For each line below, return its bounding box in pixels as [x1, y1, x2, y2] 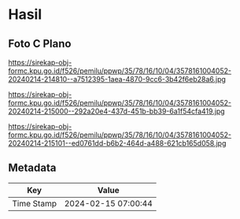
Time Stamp [12, 198, 57, 209]
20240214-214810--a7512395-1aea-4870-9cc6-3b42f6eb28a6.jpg [8, 75, 227, 84]
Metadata [8, 161, 57, 175]
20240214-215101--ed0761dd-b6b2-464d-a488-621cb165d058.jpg [8, 139, 227, 147]
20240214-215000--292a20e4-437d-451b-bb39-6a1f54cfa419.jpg [8, 106, 226, 116]
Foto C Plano [8, 37, 72, 50]
